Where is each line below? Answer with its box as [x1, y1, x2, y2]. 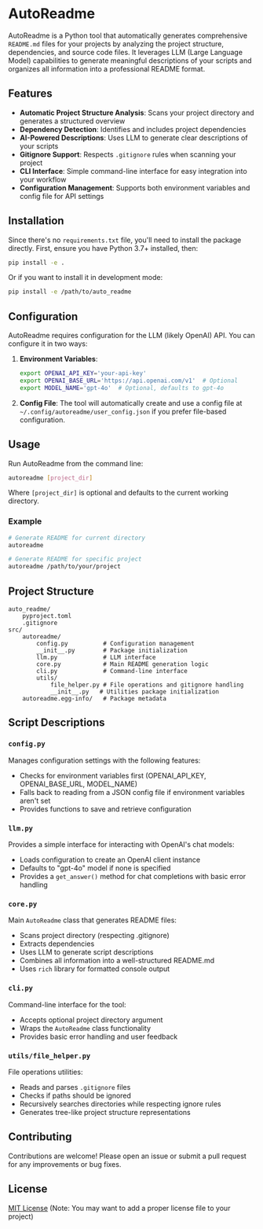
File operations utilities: [8, 1067, 83, 1076]
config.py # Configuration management [36, 640, 195, 648]
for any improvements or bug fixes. [8, 1159, 122, 1168]
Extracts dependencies [19, 939, 95, 948]
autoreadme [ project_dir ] [8, 473, 93, 482]
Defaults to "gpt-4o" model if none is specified [19, 863, 171, 873]
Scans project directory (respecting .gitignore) [19, 931, 170, 940]
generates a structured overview [19, 116, 126, 126]
